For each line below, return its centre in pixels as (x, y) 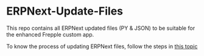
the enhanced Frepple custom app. (50, 34)
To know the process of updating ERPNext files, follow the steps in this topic (102, 46)
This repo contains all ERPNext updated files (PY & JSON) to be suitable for (101, 28)
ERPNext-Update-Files (65, 11)
